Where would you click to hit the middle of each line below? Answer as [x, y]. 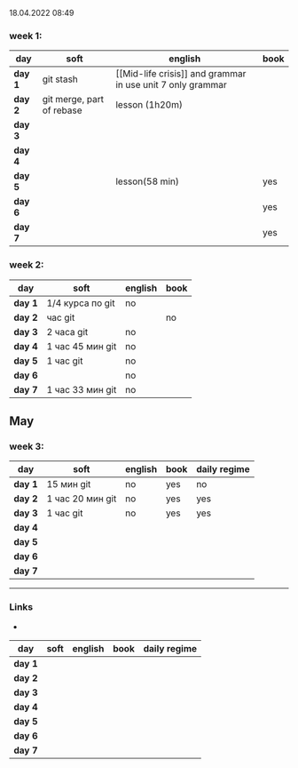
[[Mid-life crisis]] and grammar [180, 74]
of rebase [62, 110]
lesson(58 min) [147, 181]
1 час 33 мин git [82, 389]
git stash [60, 79]
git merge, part [73, 100]
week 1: [26, 36]
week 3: [27, 446]
